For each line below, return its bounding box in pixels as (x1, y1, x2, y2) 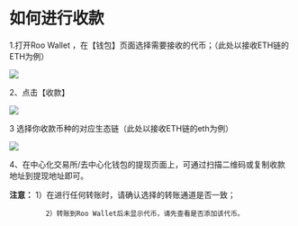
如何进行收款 (9, 8, 105, 29)
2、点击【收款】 (9, 86, 70, 97)
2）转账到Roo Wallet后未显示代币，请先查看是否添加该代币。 (45, 209, 245, 218)
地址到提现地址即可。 (9, 170, 88, 181)
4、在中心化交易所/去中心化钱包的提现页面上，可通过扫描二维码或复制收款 (9, 158, 286, 169)
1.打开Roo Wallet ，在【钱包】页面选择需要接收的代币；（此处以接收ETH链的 (9, 40, 290, 50)
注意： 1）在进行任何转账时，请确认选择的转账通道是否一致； (9, 189, 236, 200)
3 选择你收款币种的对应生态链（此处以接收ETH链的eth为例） (9, 122, 234, 133)
